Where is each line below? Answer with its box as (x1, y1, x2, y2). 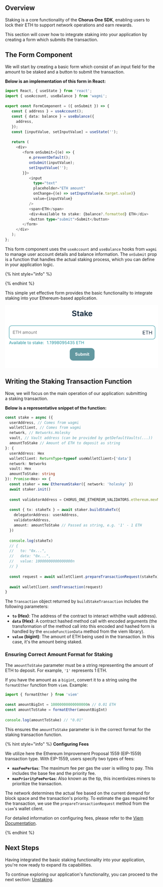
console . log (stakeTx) (9, 538, 53, 543)
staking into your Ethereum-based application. (5, 295, 98, 301)
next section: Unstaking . (5, 876, 54, 882)
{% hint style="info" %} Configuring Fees (5, 741, 89, 747)
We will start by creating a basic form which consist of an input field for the (5, 63, 155, 70)
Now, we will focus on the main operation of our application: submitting (5, 390, 147, 396)
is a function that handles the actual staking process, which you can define (5, 256, 155, 262)
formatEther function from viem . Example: (5, 682, 88, 688)
